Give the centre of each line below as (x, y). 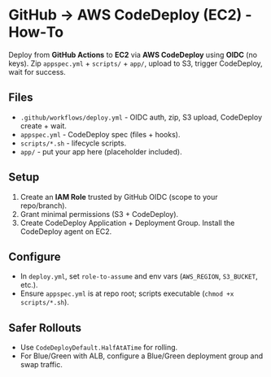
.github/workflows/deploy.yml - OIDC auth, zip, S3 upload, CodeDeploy (141, 117)
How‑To (36, 32)
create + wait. (44, 126)
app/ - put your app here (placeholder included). (101, 151)
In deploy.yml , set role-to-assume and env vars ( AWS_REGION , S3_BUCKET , (139, 276)
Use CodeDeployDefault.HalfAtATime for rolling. (99, 348)
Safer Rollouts (45, 328)
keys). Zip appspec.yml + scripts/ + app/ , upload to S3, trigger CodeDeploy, (135, 63)
